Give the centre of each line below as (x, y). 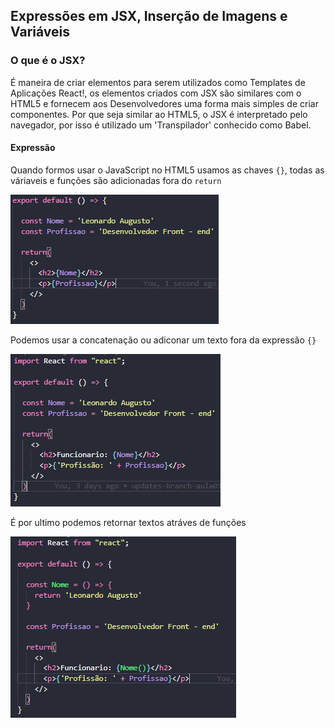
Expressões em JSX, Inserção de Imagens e (149, 16)
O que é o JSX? (48, 61)
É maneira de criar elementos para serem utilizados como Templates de (158, 82)
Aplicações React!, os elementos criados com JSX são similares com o (156, 93)
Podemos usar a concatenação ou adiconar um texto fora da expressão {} (163, 340)
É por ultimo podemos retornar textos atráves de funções (128, 522)
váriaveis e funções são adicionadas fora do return (116, 180)
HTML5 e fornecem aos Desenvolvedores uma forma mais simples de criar (164, 103)
